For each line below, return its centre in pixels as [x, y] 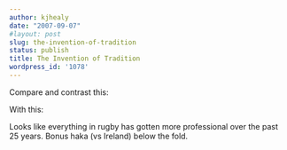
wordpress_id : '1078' [49, 67]
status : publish [39, 51]
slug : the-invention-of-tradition [73, 42]
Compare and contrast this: [59, 92]
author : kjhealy [39, 17]
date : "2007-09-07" [45, 26]
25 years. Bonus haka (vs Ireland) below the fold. [99, 136]
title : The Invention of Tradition [75, 59]
